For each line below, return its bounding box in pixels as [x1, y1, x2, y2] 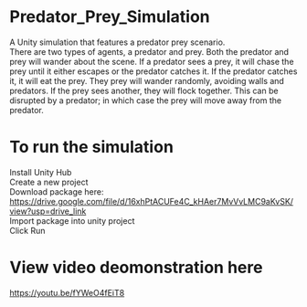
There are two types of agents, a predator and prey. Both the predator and [9, 46, 290, 57]
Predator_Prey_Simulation [9, 6, 210, 27]
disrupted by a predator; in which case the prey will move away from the [9, 94, 281, 106]
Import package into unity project [9, 215, 135, 226]
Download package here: [9, 185, 104, 197]
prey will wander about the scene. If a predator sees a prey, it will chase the [9, 56, 294, 67]
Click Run [9, 225, 46, 236]
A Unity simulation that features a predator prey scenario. [9, 37, 226, 48]
